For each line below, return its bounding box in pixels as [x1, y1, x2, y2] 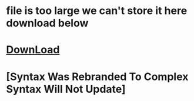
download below [6, 16, 89, 30]
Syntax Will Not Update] [6, 82, 126, 96]
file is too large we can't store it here [6, 4, 188, 18]
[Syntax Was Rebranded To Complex [6, 70, 189, 83]
